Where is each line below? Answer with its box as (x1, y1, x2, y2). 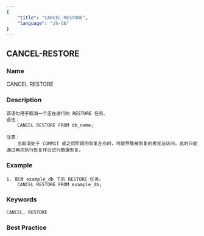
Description (6, 95, 42, 104)
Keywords (6, 195, 37, 204)
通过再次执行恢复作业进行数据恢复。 (6, 147, 84, 153)
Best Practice (6, 223, 47, 232)
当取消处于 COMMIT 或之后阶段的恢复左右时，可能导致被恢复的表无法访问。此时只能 (17, 141, 198, 147)
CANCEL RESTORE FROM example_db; (17, 181, 102, 187)
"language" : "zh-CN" (17, 20, 69, 26)
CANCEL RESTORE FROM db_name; (17, 122, 94, 128)
